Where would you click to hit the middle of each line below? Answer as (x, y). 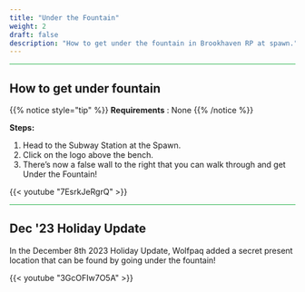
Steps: (22, 128)
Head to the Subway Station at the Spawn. (102, 145)
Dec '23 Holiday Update (78, 229)
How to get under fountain (85, 88)
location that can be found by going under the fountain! (113, 260)
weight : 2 (28, 26)
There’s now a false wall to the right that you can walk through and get (154, 165)
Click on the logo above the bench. (88, 155)
